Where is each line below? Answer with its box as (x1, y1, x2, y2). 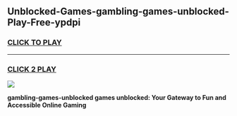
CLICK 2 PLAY (7, 64, 56, 74)
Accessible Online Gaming (7, 101, 87, 109)
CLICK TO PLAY (7, 38, 62, 48)
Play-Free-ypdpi (7, 17, 81, 29)
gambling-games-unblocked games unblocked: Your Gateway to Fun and (7, 93, 227, 101)
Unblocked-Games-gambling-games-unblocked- (7, 6, 229, 18)
